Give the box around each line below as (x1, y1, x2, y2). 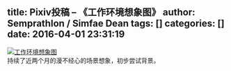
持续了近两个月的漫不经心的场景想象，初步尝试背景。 (7, 56, 160, 64)
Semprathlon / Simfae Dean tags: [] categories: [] (7, 18, 225, 30)
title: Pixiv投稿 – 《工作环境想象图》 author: (7, 6, 196, 19)
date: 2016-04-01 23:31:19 (7, 28, 125, 40)
